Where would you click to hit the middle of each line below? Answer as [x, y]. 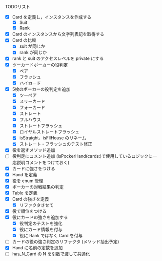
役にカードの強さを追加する [40, 217]
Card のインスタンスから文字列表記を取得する [58, 34]
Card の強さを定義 [30, 199]
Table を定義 [25, 193]
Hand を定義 [25, 174]
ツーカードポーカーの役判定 [40, 65]
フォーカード [32, 107]
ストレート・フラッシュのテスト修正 [56, 144]
